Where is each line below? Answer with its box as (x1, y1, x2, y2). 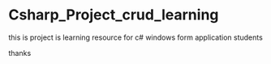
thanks (8, 48, 32, 58)
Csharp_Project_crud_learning (8, 6, 219, 24)
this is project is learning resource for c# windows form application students (8, 32, 264, 42)
